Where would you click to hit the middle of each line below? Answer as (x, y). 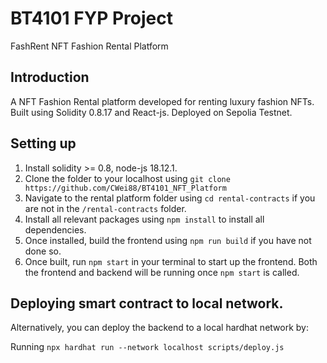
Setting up (43, 143)
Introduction (50, 77)
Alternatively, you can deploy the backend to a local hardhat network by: (159, 328)
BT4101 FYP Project (91, 18)
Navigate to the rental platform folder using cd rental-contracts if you (170, 198)
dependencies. (55, 229)
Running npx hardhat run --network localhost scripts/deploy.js (147, 347)
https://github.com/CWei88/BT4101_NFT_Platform (125, 188)
